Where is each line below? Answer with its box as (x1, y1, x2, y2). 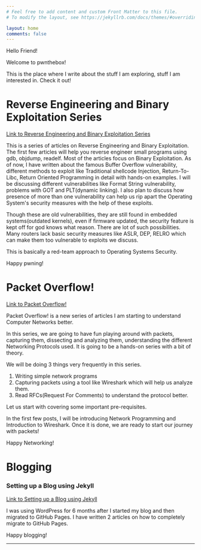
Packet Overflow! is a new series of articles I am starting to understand (6, 312, 181, 320)
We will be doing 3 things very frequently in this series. (6, 361, 142, 368)
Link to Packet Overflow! (6, 300, 67, 308)
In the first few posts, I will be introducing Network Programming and (6, 415, 176, 422)
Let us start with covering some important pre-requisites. (6, 403, 147, 411)
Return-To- (162, 167, 190, 175)
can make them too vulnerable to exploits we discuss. (6, 236, 139, 244)
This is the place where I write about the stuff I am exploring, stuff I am (6, 70, 181, 78)
